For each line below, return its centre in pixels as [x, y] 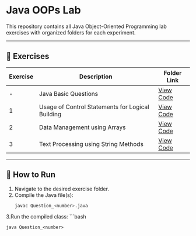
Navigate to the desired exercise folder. [62, 189]
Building [50, 114]
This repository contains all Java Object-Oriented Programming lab [87, 26]
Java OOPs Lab [43, 10]
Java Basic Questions [68, 93]
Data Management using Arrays [82, 127]
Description [96, 77]
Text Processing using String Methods [91, 144]
